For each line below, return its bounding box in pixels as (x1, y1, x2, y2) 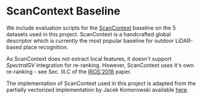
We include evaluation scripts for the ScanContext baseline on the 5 (6, 24, 176, 31)
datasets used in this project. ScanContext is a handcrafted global (6, 30, 171, 37)
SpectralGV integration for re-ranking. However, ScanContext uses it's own (6, 62, 194, 69)
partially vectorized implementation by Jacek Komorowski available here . (6, 86, 189, 93)
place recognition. (23, 43, 69, 51)
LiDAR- (175, 37, 193, 44)
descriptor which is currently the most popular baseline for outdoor (6, 37, 174, 44)
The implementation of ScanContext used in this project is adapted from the (6, 80, 196, 87)
